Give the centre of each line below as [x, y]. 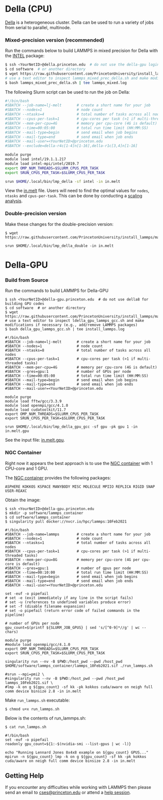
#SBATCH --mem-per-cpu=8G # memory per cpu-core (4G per [72, 560]
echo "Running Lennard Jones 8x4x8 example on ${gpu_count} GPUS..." [77, 752]
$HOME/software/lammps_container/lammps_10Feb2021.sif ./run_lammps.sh [79, 666]
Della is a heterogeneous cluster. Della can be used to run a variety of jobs [79, 22]
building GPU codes [25, 304]
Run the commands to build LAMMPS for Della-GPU [57, 291]
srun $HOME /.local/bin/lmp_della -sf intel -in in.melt [63, 181]
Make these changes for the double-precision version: [59, 224]
